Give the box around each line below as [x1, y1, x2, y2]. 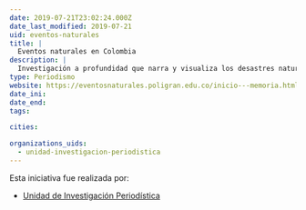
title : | [9, 38, 43, 48]
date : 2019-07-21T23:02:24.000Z [9, 13, 132, 23]
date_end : [9, 97, 47, 107]
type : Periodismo [9, 73, 76, 82]
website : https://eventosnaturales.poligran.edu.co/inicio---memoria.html [9, 81, 300, 90]
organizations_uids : [9, 139, 88, 148]
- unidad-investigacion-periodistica [17, 147, 161, 157]
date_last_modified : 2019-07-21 [9, 22, 132, 31]
